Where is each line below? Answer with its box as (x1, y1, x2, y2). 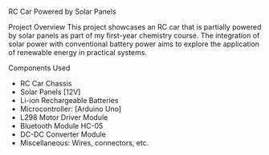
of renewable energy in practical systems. (8, 48, 147, 57)
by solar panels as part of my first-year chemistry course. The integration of (8, 31, 260, 40)
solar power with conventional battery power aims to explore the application (8, 39, 259, 49)
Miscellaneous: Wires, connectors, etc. (19, 138, 149, 147)
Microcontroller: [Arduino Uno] (19, 104, 122, 113)
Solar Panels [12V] (19, 87, 81, 97)
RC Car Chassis (19, 79, 72, 88)
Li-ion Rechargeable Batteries (19, 96, 119, 105)
